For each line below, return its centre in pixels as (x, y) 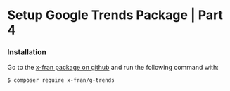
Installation (27, 52)
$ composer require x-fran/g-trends (61, 80)
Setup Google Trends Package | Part (115, 15)
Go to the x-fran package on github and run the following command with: (113, 68)
